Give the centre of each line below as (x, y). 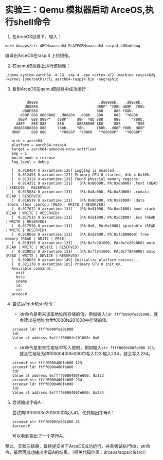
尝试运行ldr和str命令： (35, 304)
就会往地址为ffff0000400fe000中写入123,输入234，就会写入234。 (86, 353)
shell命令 (32, 22)
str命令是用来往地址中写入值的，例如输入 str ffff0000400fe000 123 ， (89, 347)
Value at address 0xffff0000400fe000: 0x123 (58, 375)
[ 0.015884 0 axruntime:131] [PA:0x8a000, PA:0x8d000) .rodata (80, 192)
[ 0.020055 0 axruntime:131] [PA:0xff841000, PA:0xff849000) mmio (83, 251)
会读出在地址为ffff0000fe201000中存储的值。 (65, 320)
